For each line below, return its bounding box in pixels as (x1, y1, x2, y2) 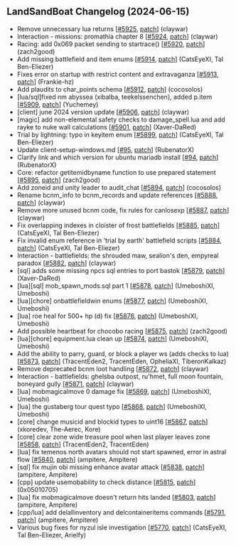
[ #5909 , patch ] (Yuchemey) (16, 100, 99, 109)
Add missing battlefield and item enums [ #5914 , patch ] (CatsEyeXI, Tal (16, 55, 224, 63)
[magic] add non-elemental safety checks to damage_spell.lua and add (16, 115, 225, 124)
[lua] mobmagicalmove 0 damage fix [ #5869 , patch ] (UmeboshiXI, (16, 387, 212, 395)
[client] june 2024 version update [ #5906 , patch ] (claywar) (16, 107, 190, 116)
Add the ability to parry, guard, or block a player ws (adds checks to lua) (16, 349, 229, 358)
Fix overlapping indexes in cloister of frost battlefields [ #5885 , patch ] (16, 220, 220, 230)
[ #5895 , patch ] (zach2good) (16, 176, 101, 184)
